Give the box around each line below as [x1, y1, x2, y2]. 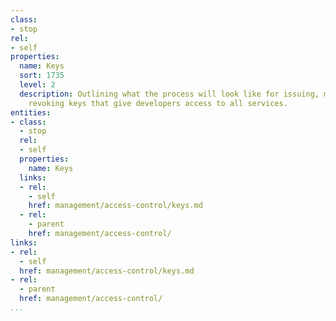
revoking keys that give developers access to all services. [28, 98, 288, 108]
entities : [10, 107, 52, 118]
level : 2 [19, 80, 56, 90]
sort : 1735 [19, 71, 65, 81]
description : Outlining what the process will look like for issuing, [19, 89, 320, 99]
